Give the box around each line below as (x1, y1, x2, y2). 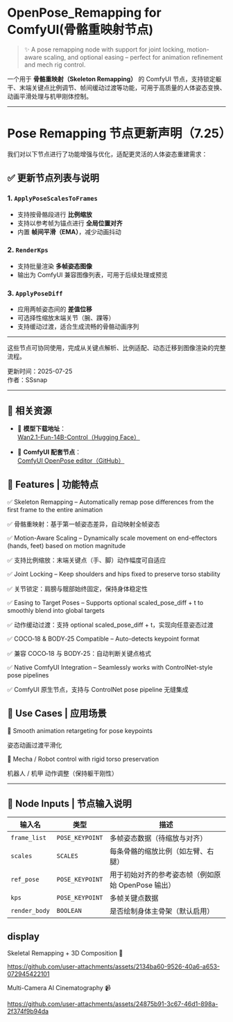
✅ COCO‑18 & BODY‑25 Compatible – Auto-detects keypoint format (7, 634, 200, 643)
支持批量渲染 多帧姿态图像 (17, 262, 92, 270)
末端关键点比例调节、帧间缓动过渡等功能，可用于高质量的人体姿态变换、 (19, 83, 226, 92)
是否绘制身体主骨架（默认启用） (110, 907, 214, 916)
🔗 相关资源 (7, 404, 52, 416)
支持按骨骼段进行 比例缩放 (17, 210, 92, 218)
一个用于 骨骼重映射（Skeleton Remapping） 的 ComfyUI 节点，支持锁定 (7, 74, 216, 83)
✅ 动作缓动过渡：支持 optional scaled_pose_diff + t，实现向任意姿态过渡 (7, 620, 214, 629)
